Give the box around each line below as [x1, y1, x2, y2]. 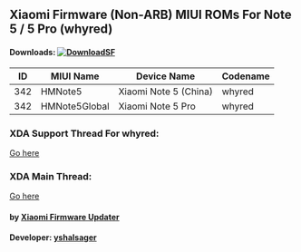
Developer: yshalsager [9, 232, 97, 243]
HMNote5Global [40, 100, 111, 112]
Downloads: [9, 46, 56, 57]
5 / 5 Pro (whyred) [9, 22, 113, 37]
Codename [221, 70, 270, 82]
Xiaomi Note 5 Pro [118, 100, 197, 112]
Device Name [135, 70, 196, 82]
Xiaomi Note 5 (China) [118, 85, 213, 98]
